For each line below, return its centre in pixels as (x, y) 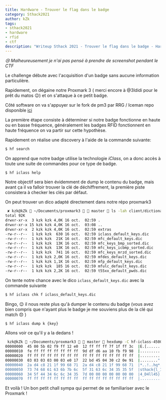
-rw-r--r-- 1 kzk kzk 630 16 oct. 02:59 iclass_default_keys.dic (77, 234)
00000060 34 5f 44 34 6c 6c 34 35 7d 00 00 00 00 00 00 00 (69, 374)
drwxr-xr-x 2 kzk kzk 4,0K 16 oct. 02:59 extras (58, 229)
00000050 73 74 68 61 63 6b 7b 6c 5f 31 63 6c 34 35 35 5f (69, 369)
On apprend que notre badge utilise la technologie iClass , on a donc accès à (83, 158)
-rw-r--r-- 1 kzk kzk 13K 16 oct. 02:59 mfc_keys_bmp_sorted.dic (77, 243)
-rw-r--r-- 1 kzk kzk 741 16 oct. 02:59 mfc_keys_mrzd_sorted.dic (78, 252)
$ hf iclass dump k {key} (32, 323)
